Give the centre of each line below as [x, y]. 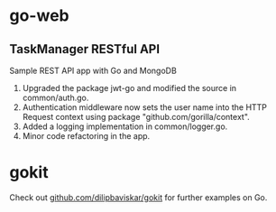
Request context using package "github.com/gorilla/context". [136, 117]
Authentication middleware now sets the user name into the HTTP [145, 107]
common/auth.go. [55, 97]
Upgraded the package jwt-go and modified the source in [129, 88]
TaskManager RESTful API [85, 49]
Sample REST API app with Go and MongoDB [93, 70]
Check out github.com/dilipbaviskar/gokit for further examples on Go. [138, 197]
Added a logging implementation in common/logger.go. [125, 126]
